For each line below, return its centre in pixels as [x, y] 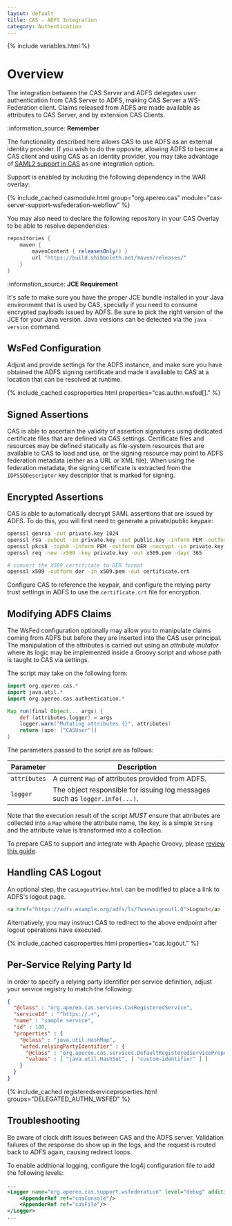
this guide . [22, 851]
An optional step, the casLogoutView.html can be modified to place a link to [113, 889]
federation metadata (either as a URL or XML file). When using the [101, 460]
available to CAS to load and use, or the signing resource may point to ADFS [115, 454]
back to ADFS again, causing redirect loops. [70, 1152]
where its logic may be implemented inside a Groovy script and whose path [114, 652]
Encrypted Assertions [55, 497]
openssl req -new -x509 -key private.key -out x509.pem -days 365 [105, 553]
